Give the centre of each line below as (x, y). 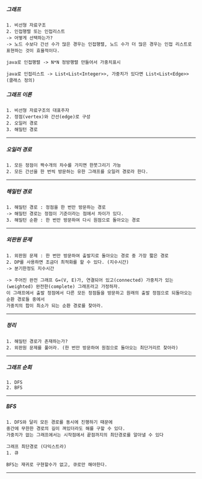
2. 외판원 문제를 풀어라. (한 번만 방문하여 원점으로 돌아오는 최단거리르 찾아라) (92, 348)
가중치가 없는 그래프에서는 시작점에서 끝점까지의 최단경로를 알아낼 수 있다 (85, 435)
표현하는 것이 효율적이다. (33, 50)
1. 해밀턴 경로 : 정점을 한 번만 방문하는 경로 (56, 207)
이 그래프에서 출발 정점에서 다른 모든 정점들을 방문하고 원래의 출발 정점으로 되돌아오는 (99, 293)
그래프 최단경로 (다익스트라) (36, 447)
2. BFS (14, 388)
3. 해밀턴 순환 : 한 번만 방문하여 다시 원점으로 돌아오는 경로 (73, 220)
